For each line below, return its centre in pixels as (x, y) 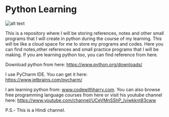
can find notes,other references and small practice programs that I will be (82, 49)
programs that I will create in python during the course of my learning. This (83, 38)
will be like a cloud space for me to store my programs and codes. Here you (84, 44)
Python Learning (41, 9)
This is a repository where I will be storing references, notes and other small (84, 33)
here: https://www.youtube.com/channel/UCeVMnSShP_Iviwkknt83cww (81, 100)
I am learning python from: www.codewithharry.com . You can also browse (83, 89)
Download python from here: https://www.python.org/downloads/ (74, 64)
